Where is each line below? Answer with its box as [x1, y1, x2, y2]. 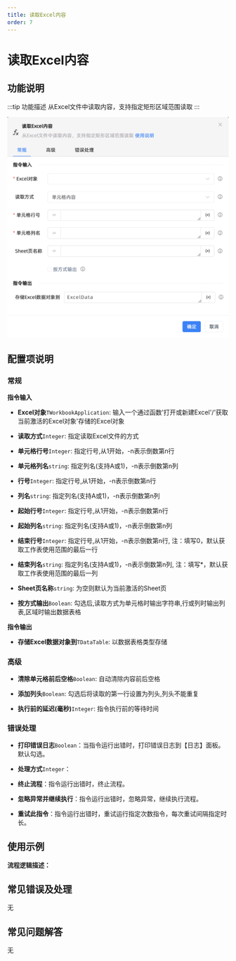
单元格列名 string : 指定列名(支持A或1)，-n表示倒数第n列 [17, 462, 179, 471]
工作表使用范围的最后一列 [23, 569, 98, 578]
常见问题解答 [7, 926, 63, 938]
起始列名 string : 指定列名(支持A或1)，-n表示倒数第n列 [17, 521, 173, 530]
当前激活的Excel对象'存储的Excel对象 [17, 417, 125, 426]
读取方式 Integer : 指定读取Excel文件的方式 [17, 432, 139, 440]
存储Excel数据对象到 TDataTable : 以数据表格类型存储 [17, 637, 168, 647]
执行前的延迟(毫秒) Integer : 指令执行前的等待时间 [17, 704, 159, 713]
